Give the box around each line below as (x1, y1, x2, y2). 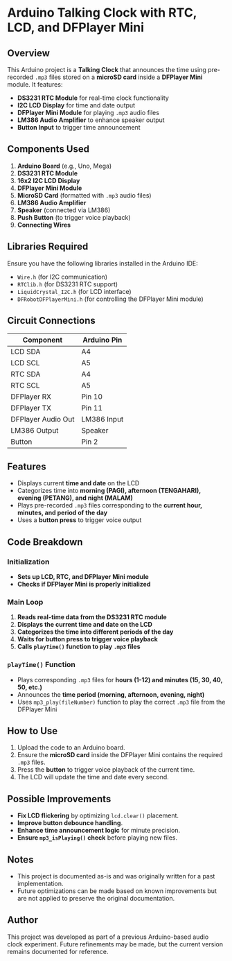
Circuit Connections (7, 315, 96, 327)
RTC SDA (10, 370, 41, 379)
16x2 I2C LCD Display (17, 176, 80, 184)
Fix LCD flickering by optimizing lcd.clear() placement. (17, 811, 179, 820)
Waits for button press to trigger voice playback (17, 635, 158, 643)
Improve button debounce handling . (17, 819, 123, 827)
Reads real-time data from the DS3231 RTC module (17, 613, 168, 621)
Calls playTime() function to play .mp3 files (17, 643, 141, 651)
